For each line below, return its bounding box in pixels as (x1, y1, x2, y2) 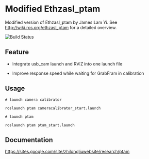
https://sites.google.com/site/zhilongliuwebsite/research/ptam (5, 149, 130, 155)
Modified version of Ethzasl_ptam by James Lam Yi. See (5, 19, 117, 25)
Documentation (5, 136, 53, 144)
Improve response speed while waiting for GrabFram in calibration (12, 70, 144, 76)
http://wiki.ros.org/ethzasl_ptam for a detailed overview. (5, 24, 117, 30)
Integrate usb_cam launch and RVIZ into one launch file (12, 61, 123, 66)
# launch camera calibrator (5, 97, 62, 102)
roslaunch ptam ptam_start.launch (5, 123, 75, 127)
